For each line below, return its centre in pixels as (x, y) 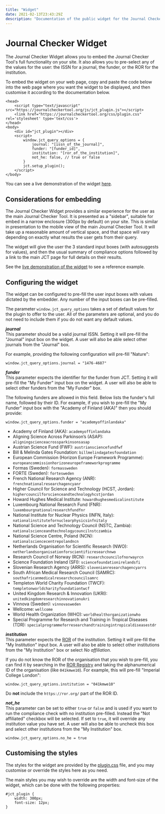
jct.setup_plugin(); (44, 166)
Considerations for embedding (53, 199)
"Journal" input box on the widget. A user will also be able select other (76, 339)
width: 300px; (29, 798)
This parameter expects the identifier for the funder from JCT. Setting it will (82, 377)
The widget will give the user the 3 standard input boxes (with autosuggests (82, 247)
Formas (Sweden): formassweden (45, 468)
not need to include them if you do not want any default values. (69, 319)
